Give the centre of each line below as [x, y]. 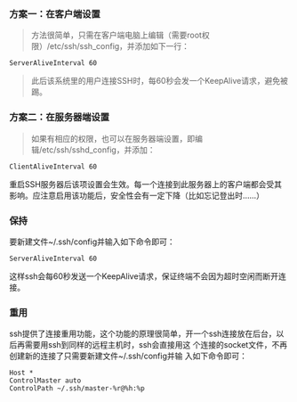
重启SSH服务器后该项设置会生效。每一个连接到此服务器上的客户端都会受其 [146, 184]
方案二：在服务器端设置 [59, 118]
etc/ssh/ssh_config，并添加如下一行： [119, 46]
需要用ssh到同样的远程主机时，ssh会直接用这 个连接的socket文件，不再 [156, 345]
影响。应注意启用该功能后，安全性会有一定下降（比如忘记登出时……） [137, 195]
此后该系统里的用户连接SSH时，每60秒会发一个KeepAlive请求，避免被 [160, 81]
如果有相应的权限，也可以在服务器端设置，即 [113, 138]
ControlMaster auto [45, 381]
